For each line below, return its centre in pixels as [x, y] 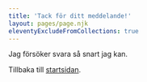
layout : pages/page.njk [48, 24]
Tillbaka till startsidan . [45, 70]
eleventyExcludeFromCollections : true [73, 31]
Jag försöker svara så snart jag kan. [68, 54]
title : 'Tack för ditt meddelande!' [70, 16]
